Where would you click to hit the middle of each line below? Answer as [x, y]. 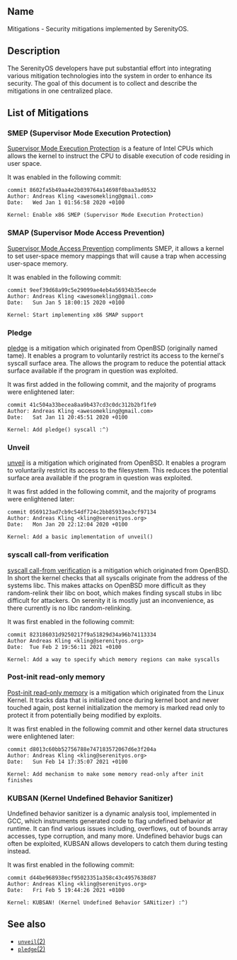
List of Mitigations [48, 113]
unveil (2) [31, 941]
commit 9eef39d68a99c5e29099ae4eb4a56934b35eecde [82, 290]
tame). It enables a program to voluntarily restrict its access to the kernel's [116, 355]
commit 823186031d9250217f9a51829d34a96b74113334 [82, 634]
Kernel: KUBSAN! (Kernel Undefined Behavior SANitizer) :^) [98, 903]
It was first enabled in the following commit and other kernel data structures [118, 728]
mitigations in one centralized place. [60, 91]
